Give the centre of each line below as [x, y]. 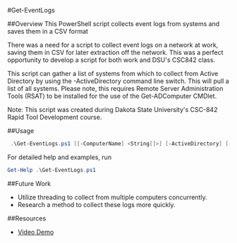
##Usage [21, 131]
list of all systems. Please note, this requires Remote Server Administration [115, 88]
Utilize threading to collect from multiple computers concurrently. [112, 197]
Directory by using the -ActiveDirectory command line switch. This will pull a [118, 81]
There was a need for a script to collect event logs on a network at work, [113, 45]
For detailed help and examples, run [59, 157]
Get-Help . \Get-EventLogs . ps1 [52, 170]
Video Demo [36, 232]
